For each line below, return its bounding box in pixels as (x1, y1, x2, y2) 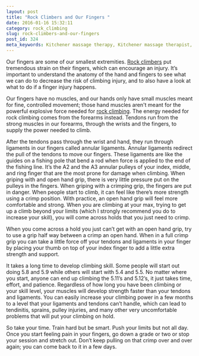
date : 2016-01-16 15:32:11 (6, 20, 73, 26)
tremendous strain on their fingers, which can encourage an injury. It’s (6, 64, 178, 71)
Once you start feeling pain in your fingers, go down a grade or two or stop (6, 330, 190, 338)
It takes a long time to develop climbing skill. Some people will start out (6, 262, 180, 269)
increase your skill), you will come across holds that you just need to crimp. (6, 213, 191, 220)
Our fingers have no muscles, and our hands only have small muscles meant (6, 94, 193, 102)
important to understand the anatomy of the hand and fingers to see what (6, 71, 186, 78)
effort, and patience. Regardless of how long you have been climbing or (6, 281, 182, 288)
